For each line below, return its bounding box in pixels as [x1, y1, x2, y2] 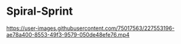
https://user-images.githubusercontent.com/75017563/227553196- [6, 24, 175, 32]
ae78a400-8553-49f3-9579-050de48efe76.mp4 [6, 31, 130, 38]
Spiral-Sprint [6, 4, 73, 18]
